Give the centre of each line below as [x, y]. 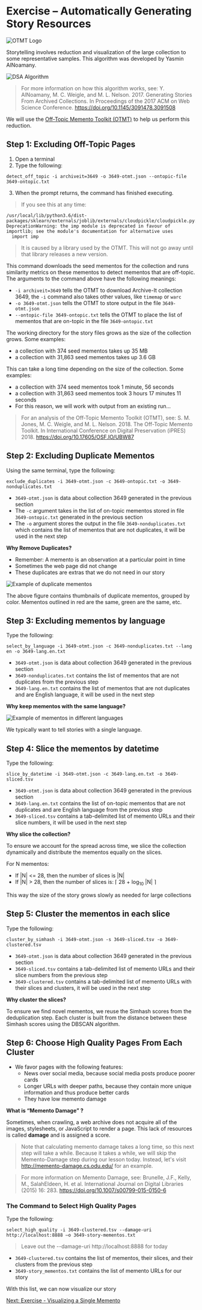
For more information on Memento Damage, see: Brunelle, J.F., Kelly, [106, 1177]
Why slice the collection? [38, 834]
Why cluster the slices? [36, 999]
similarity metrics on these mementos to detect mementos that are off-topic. [101, 272]
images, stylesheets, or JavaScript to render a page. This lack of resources [99, 1128]
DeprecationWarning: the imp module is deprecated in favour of [88, 226]
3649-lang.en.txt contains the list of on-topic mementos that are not [100, 803]
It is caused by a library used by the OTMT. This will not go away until [107, 247]
